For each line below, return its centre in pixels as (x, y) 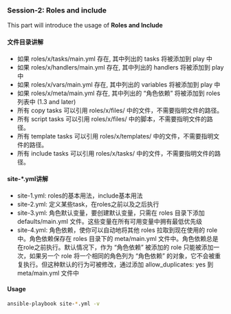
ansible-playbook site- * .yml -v (53, 304)
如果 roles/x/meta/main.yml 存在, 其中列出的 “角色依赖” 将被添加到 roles (119, 93)
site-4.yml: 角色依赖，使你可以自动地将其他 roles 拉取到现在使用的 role (117, 230)
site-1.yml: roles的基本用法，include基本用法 (80, 196)
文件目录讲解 (25, 42)
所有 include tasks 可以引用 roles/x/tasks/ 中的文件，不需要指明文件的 (116, 153)
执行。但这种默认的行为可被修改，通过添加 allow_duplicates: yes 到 (118, 264)
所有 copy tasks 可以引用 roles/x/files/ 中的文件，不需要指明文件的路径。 (120, 110)
